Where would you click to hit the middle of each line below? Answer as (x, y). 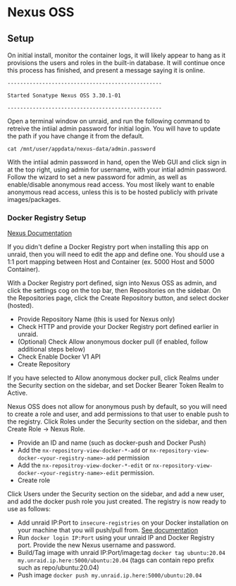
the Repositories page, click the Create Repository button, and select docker (118, 298)
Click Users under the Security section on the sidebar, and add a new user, (116, 494)
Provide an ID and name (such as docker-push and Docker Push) (112, 443)
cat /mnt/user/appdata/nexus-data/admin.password (82, 149)
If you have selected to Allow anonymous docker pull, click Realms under (113, 378)
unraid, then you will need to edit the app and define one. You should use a (116, 254)
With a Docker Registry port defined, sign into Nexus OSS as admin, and (112, 283)
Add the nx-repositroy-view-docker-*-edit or (84, 465)
